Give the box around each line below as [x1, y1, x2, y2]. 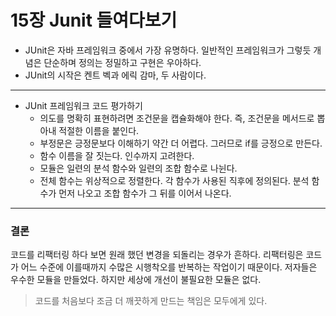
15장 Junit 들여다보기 [10, 9, 178, 32]
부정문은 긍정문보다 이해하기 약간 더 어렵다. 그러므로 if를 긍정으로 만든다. [39, 137, 323, 149]
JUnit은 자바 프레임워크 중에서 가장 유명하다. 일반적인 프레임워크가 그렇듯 [24, 44, 312, 56]
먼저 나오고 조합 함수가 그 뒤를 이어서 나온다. [58, 187, 232, 199]
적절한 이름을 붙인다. [58, 124, 140, 136]
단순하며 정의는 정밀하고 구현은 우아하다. [43, 56, 202, 68]
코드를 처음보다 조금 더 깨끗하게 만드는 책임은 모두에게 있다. [34, 295, 268, 307]
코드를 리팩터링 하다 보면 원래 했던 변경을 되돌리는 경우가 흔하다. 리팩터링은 [10, 249, 304, 261]
